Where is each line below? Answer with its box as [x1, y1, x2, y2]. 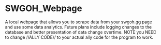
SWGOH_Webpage [5, 3, 82, 14]
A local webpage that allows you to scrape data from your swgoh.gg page [5, 19, 152, 25]
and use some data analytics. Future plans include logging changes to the [5, 24, 152, 30]
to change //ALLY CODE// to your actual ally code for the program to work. [5, 34, 154, 40]
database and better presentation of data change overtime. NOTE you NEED [5, 29, 157, 35]
